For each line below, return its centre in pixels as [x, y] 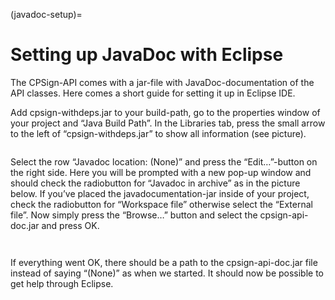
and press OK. [70, 225]
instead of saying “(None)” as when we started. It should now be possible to [167, 273]
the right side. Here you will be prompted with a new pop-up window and [161, 172]
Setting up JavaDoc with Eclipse [147, 55]
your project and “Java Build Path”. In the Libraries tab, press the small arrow [168, 123]
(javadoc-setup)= [46, 14]
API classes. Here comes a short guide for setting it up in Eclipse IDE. [153, 93]
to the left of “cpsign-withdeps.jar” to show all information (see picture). [158, 133]
